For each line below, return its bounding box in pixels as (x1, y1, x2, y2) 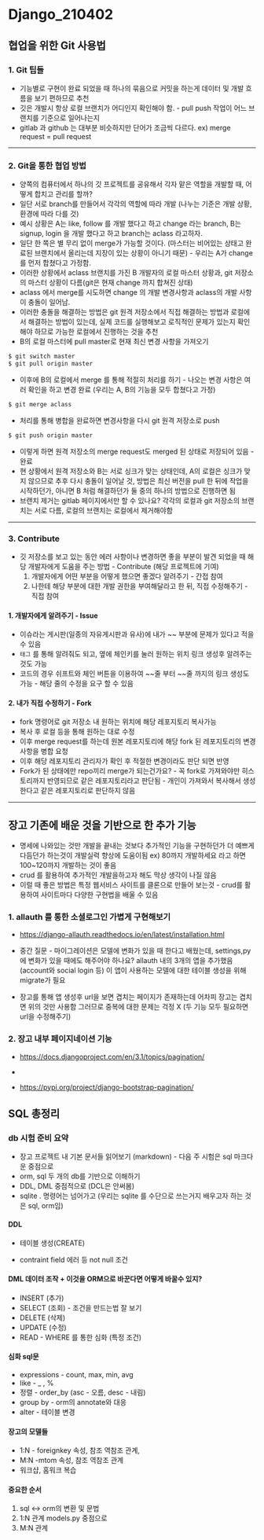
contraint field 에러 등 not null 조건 (19, 1255, 128, 1264)
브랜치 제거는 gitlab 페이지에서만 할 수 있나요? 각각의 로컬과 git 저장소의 (19, 495, 240, 505)
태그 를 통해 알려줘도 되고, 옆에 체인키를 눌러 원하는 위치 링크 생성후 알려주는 (19, 649, 253, 659)
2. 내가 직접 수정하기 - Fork (8, 698, 92, 708)
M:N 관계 (19, 1523, 49, 1533)
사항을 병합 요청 (19, 747, 68, 756)
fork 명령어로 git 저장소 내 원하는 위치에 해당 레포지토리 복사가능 (19, 717, 218, 726)
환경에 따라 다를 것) (19, 209, 79, 219)
